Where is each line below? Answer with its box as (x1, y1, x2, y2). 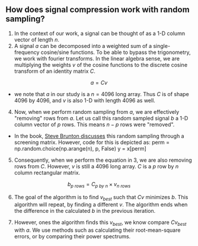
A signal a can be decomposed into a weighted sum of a (14, 42, 152, 49)
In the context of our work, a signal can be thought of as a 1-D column (14, 30, 185, 37)
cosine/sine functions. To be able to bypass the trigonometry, (40, 49, 191, 56)
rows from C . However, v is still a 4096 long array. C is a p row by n (14, 162, 179, 170)
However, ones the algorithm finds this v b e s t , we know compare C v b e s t (14, 219, 187, 228)
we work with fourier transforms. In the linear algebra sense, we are (14, 55, 180, 62)
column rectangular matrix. (14, 169, 81, 176)
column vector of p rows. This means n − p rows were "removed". (14, 121, 175, 128)
